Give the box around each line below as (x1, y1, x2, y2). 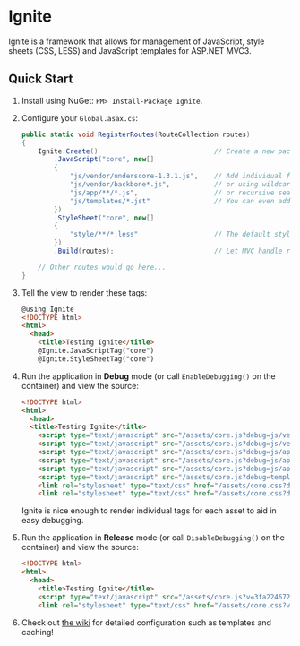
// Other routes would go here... (38, 263, 167, 271)
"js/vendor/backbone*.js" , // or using (69, 180, 259, 189)
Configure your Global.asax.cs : (21, 112, 139, 123)
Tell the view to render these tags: (21, 287, 148, 297)
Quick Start (8, 72, 73, 87)
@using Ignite (21, 305, 74, 314)
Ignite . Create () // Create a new (38, 146, 275, 156)
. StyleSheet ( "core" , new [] (54, 213, 155, 222)
